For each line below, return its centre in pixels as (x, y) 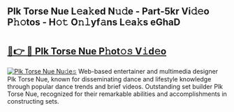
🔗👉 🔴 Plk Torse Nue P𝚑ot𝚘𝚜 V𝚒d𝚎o (87, 51)
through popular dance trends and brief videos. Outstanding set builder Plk (115, 87)
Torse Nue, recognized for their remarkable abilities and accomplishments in (117, 94)
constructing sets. (33, 101)
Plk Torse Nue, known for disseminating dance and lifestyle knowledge (109, 79)
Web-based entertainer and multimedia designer (148, 71)
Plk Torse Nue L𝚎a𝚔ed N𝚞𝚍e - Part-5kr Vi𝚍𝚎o (108, 11)
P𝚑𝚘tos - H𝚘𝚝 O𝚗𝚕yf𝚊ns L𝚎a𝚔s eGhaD (94, 23)
